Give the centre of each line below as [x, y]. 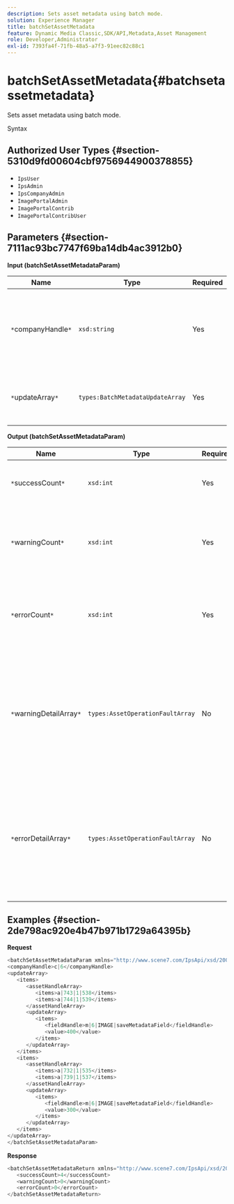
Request [20, 948]
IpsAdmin [30, 186]
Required [208, 282]
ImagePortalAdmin [42, 201]
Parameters [33, 237]
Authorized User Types [58, 151]
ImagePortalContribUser [52, 216]
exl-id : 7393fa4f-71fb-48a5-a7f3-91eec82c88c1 [76, 46]
